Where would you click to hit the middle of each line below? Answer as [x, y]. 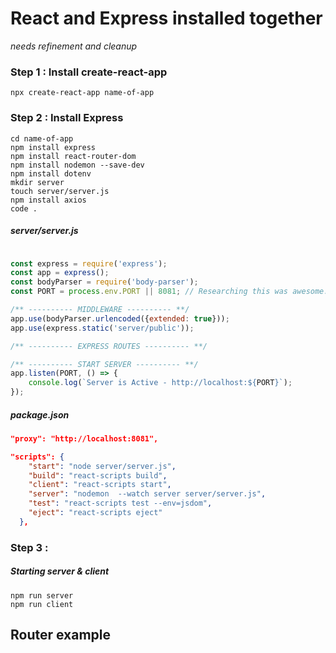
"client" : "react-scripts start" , [100, 485]
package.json [40, 414]
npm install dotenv [51, 173]
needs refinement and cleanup [74, 46]
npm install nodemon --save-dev [77, 165]
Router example [61, 635]
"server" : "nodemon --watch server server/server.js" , [147, 494]
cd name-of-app [42, 138]
